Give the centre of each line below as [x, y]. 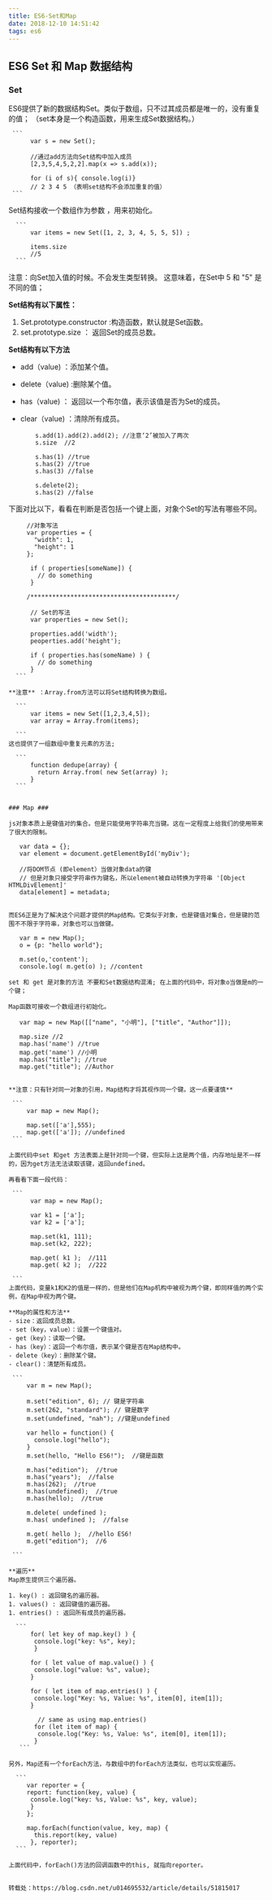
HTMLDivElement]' [38, 885]
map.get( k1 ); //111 [68, 1258]
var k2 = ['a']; [57, 1223]
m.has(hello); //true [65, 1499]
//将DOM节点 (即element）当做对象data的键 [85, 870]
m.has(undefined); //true [72, 1492]
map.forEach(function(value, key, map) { [97, 1828]
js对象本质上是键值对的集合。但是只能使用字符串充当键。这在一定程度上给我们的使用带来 [136, 824]
